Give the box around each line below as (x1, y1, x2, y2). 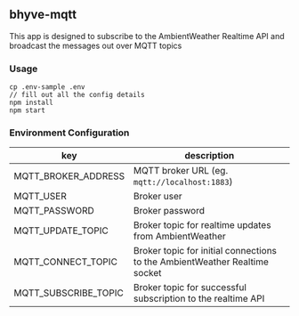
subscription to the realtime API (133, 293, 265, 305)
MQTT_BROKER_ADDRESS (13, 170, 125, 182)
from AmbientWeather (133, 231, 226, 243)
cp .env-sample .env (9, 83, 86, 92)
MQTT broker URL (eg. (133, 165, 229, 177)
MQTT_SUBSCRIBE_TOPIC (13, 287, 125, 299)
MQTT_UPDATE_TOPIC (13, 224, 109, 237)
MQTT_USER (13, 190, 67, 203)
